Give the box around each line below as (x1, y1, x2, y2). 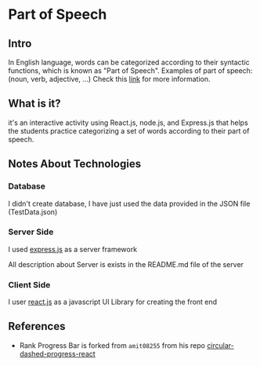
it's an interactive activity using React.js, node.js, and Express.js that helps (8, 118, 248, 127)
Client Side (8, 279, 51, 290)
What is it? (8, 97, 61, 111)
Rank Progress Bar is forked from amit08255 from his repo (19, 340, 206, 350)
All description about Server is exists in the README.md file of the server (8, 259, 244, 269)
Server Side (8, 226, 54, 237)
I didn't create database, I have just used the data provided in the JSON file (8, 199, 251, 208)
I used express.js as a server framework (8, 244, 138, 254)
